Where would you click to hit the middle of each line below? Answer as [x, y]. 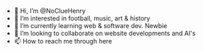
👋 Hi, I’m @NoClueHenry [50, 11]
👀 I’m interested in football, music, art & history [82, 18]
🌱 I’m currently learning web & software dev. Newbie [91, 26]
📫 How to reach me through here [63, 41]
